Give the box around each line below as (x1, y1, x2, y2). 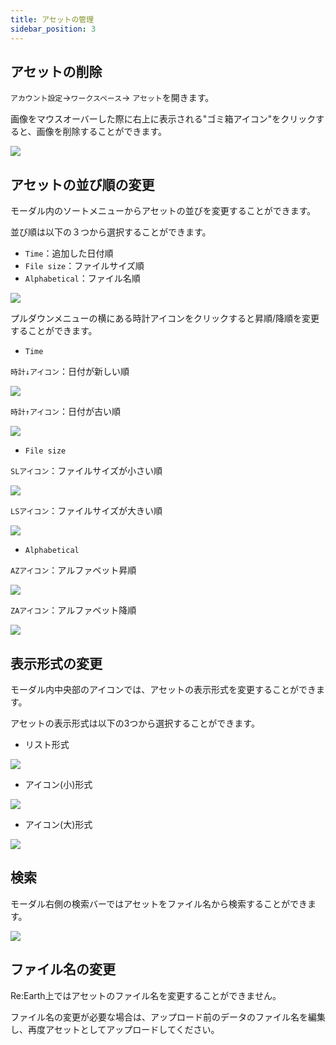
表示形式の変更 (10, 655, 103, 672)
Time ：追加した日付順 (24, 247, 114, 260)
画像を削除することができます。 (36, 126, 168, 138)
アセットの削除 (10, 63, 103, 80)
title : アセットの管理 (10, 14, 95, 25)
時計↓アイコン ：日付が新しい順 (10, 366, 130, 378)
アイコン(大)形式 (24, 818, 93, 830)
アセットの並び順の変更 (10, 176, 155, 193)
